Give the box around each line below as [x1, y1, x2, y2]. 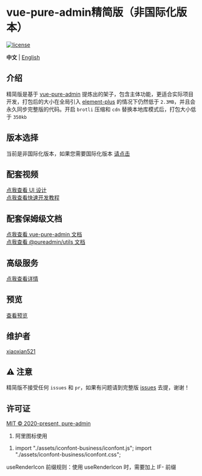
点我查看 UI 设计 [6, 186, 47, 194]
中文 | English [6, 53, 41, 61]
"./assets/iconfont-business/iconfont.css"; [15, 451, 121, 458]
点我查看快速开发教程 [6, 194, 59, 201]
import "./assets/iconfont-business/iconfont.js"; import [15, 444, 152, 452]
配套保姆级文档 [6, 213, 62, 224]
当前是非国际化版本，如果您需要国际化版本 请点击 [6, 150, 130, 157]
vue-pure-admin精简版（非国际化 [6, 5, 177, 19]
